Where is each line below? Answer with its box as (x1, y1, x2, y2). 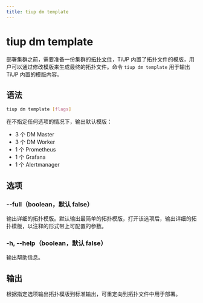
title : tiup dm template (6, 8, 69, 15)
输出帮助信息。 (6, 254, 43, 261)
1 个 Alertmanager (14, 161, 60, 168)
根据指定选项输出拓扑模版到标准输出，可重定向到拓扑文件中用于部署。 (6, 290, 181, 298)
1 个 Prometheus (14, 146, 56, 153)
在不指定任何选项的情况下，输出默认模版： (6, 118, 112, 126)
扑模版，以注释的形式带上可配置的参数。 (6, 222, 107, 229)
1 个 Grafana (14, 153, 46, 161)
